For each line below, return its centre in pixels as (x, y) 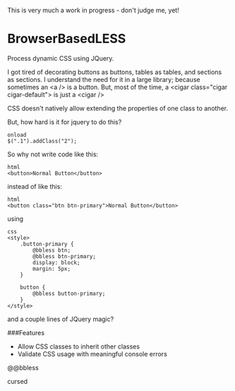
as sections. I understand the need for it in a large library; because (104, 79)
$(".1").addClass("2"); (42, 141)
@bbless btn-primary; (65, 256)
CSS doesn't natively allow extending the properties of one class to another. (117, 108)
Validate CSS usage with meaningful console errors (92, 354)
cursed (18, 381)
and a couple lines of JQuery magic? (61, 319)
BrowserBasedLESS (67, 39)
